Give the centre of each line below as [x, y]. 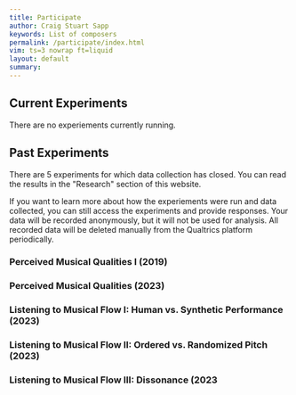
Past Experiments [59, 153]
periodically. [32, 239]
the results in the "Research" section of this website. [105, 184]
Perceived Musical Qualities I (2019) [88, 262]
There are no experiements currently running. [92, 125]
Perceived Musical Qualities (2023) [87, 286]
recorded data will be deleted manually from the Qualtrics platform [131, 229]
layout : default [39, 59]
